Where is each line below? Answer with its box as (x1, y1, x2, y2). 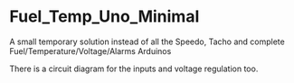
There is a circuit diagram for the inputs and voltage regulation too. (9, 63, 259, 74)
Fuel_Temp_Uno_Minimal (9, 6, 200, 27)
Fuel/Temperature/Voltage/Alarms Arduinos (9, 45, 172, 56)
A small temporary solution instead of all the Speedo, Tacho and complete (9, 36, 285, 47)
